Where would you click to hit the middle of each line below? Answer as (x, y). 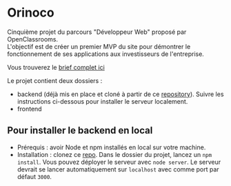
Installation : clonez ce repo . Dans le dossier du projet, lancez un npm (114, 154)
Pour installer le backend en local (80, 130)
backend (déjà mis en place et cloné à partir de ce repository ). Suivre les (120, 94)
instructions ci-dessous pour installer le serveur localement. (102, 101)
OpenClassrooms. (33, 39)
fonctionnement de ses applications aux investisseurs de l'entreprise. (106, 54)
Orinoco (31, 13)
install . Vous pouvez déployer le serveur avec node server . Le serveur (119, 162)
